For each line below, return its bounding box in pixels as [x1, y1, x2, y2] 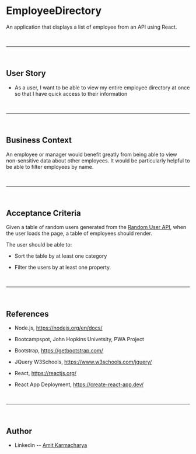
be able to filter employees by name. [6, 163, 94, 170]
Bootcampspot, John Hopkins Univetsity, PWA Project [14, 336, 145, 343]
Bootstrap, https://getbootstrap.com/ [14, 347, 103, 354]
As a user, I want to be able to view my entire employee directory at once [14, 84, 190, 91]
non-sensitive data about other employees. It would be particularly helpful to [6, 157, 190, 164]
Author [6, 426, 32, 436]
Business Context [6, 136, 72, 145]
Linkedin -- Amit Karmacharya [14, 442, 87, 448]
